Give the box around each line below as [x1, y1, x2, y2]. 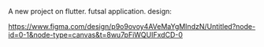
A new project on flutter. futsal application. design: [8, 7, 172, 16]
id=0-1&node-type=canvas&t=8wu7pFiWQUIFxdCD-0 [8, 31, 184, 39]
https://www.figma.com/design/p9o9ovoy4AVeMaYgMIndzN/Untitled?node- [8, 22, 256, 31]
